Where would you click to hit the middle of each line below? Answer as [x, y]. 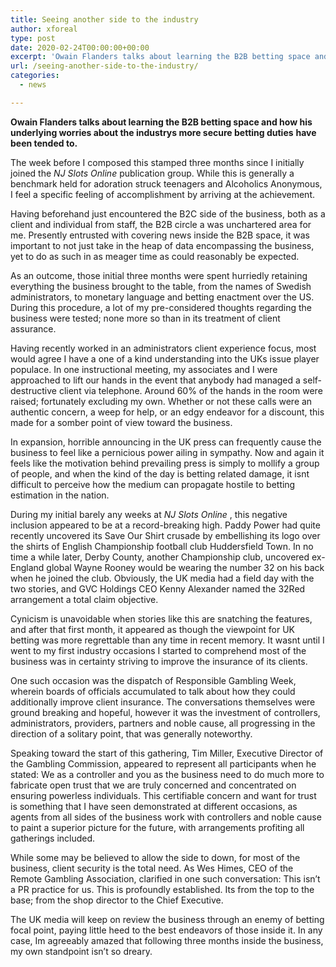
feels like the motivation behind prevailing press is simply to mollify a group [165, 463]
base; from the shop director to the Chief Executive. [117, 900]
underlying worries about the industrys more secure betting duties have [163, 132]
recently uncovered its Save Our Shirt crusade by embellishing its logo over [165, 535]
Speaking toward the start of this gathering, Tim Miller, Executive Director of [167, 753]
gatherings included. [53, 838]
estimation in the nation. [60, 495]
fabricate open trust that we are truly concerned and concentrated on [153, 785]
